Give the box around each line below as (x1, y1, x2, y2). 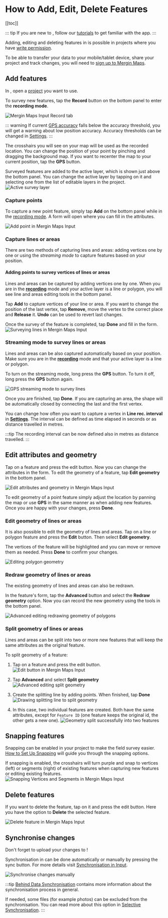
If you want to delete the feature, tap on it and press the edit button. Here (5, 804, 156, 810)
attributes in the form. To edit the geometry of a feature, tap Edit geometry (5, 469, 160, 475)
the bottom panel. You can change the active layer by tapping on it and (5, 173, 151, 179)
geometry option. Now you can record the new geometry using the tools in (5, 598, 160, 604)
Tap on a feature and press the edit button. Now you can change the (5, 464, 146, 470)
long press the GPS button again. (5, 376, 74, 382)
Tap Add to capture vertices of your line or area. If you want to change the (5, 301, 159, 307)
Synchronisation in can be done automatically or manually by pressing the (5, 856, 158, 862)
